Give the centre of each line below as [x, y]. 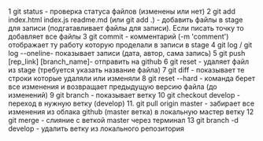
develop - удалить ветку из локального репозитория [96, 128]
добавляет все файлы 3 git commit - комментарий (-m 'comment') [119, 36]
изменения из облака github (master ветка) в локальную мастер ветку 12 [131, 112]
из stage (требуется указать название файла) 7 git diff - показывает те [126, 70]
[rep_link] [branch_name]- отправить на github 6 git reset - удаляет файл [129, 61]
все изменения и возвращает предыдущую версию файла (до [113, 87]
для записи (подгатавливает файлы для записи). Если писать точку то [126, 28]
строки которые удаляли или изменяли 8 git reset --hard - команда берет [132, 78]
